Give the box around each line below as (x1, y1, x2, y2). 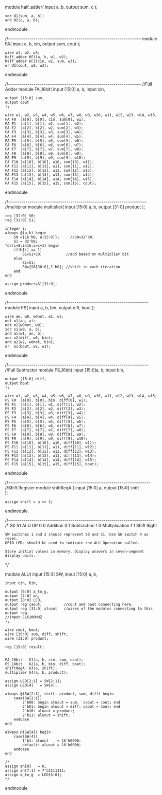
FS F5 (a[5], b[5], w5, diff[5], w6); (5, 419, 86, 424)
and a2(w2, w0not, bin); (5, 340, 55, 345)
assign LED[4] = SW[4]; (5, 683, 57, 688)
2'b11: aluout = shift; (22, 713, 70, 718)
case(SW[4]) (14, 734, 38, 739)
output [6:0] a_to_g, (5, 589, 49, 594)
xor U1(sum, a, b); (5, 14, 45, 18)
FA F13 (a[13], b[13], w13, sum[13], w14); (5, 172, 95, 177)
